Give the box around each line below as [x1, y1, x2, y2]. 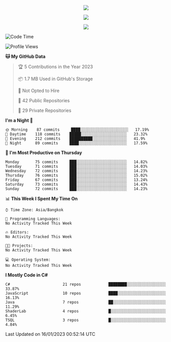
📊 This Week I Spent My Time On [5, 196, 78, 201]
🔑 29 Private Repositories [17, 107, 72, 113]
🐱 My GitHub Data [5, 54, 46, 59]
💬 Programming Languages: [5, 216, 60, 221]
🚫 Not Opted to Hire [17, 87, 60, 94]
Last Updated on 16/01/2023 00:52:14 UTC [5, 331, 96, 337]
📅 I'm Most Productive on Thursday [5, 150, 82, 155]
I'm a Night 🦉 [5, 118, 33, 123]
